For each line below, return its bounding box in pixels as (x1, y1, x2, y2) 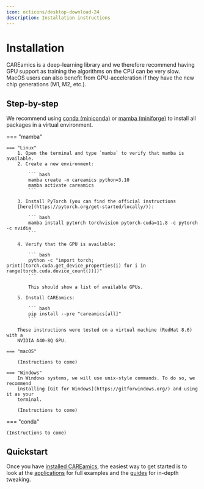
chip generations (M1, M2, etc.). (6, 81, 87, 88)
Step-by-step (6, 99, 59, 109)
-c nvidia (6, 225, 32, 231)
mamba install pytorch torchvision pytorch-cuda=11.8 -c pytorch (28, 220, 199, 226)
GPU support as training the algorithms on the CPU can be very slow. (6, 68, 180, 75)
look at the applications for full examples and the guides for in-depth (6, 469, 179, 477)
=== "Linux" (6, 145, 37, 151)
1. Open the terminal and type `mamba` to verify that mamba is (17, 151, 184, 157)
